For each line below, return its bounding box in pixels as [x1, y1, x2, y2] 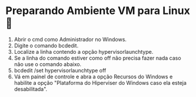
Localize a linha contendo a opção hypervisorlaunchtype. [14, 48, 154, 55]
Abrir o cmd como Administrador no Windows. [14, 36, 127, 43]
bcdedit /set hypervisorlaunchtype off [14, 67, 107, 74]
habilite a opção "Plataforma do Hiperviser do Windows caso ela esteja [14, 79, 187, 86]
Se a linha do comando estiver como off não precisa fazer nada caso [14, 54, 181, 61]
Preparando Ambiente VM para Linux [5, 4, 191, 18]
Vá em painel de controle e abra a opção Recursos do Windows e [14, 73, 173, 80]
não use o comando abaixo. [14, 60, 82, 68]
